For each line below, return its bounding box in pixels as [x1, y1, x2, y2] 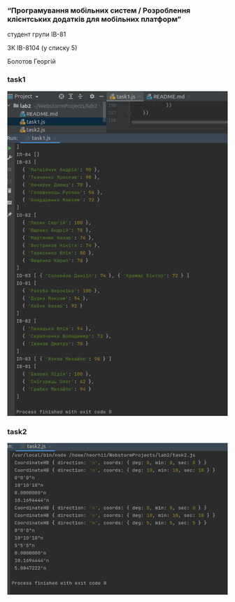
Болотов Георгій [7, 57, 56, 66]
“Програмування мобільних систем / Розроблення [7, 6, 191, 15]
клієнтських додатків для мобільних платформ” [7, 14, 182, 24]
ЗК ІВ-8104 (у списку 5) [7, 44, 78, 52]
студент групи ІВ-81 [7, 30, 66, 38]
